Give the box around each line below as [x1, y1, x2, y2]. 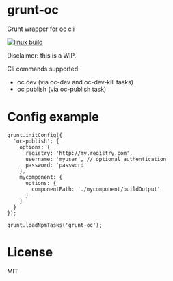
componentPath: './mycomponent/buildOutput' [31, 186, 161, 193]
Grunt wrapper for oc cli [7, 25, 75, 33]
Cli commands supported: [7, 64, 80, 73]
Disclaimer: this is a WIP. [7, 51, 77, 60]
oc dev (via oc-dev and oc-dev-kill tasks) [16, 77, 134, 86]
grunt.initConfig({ [7, 132, 63, 138]
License [7, 245, 53, 260]
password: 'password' [25, 162, 88, 169]
